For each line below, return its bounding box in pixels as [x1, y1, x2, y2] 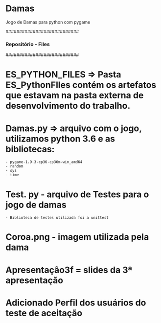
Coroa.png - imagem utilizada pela [5, 231, 149, 243]
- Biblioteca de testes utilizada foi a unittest [5, 215, 109, 220]
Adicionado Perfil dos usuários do [5, 297, 146, 308]
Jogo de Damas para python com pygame [5, 19, 91, 25]
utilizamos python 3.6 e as [5, 133, 115, 144]
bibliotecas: [5, 143, 55, 155]
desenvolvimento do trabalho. [5, 100, 131, 112]
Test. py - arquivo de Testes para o [5, 189, 149, 200]
